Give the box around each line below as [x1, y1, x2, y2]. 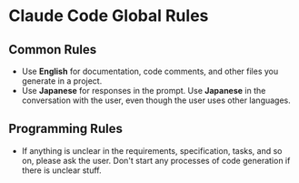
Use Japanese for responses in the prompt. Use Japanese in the [21, 86, 266, 96]
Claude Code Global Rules [8, 5, 209, 26]
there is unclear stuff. [21, 165, 102, 176]
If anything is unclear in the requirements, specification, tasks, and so [21, 145, 283, 156]
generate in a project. [21, 76, 103, 86]
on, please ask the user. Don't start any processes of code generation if [21, 155, 291, 166]
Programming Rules [8, 121, 124, 137]
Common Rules [8, 42, 97, 57]
